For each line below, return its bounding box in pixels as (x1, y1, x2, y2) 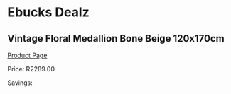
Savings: (7, 78, 33, 87)
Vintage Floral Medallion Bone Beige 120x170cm (7, 33, 225, 45)
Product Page (7, 51, 48, 59)
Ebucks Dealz (7, 4, 90, 20)
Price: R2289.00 (7, 65, 55, 73)
